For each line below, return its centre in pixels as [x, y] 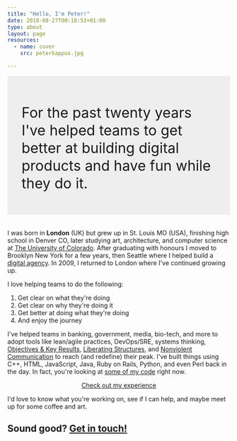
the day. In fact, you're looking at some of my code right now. [97, 372]
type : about [25, 27]
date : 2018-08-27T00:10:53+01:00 [57, 20]
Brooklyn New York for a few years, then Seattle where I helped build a [110, 256]
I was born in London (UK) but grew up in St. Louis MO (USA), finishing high [118, 233]
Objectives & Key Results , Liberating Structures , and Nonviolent [100, 349]
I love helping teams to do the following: [65, 284]
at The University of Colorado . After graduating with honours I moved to [112, 248]
